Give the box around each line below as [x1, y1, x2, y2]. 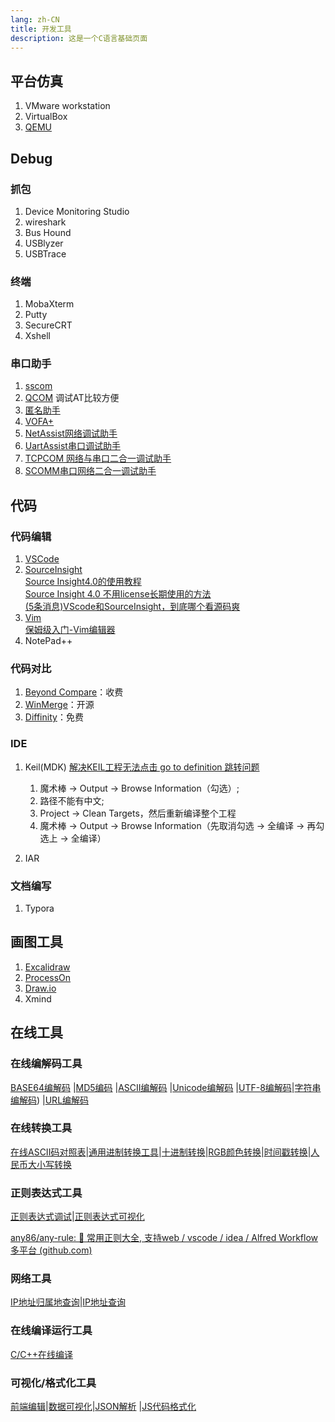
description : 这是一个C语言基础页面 [10, 33, 148, 43]
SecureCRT [24, 319, 73, 331]
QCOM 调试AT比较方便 [24, 392, 120, 404]
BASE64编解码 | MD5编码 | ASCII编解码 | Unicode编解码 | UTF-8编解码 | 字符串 [10, 1081, 322, 1093]
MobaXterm [24, 298, 75, 310]
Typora [24, 902, 55, 915]
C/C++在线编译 [10, 1348, 74, 1360]
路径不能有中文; [39, 794, 105, 806]
